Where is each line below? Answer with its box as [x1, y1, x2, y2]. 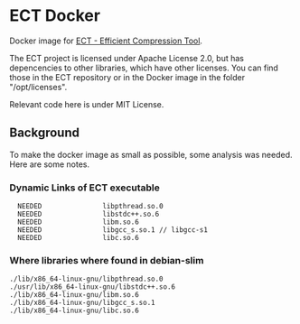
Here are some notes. [9, 159, 90, 170]
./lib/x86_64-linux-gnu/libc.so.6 [9, 306, 140, 316]
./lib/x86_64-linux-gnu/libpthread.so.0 [9, 274, 164, 284]
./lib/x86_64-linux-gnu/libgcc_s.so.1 [9, 299, 155, 308]
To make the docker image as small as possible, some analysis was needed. [9, 149, 293, 160]
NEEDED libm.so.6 [17, 218, 140, 227]
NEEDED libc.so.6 [17, 234, 140, 243]
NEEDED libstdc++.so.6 [17, 209, 160, 219]
